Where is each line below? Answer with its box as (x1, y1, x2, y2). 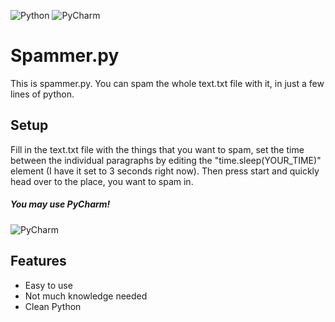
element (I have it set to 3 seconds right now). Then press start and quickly (10, 165, 320, 177)
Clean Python (24, 300, 82, 312)
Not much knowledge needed (24, 290, 148, 302)
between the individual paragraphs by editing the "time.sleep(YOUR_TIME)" (10, 154, 322, 166)
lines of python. (10, 88, 75, 100)
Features (10, 253, 67, 270)
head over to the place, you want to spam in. (10, 175, 194, 187)
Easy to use (24, 279, 73, 291)
